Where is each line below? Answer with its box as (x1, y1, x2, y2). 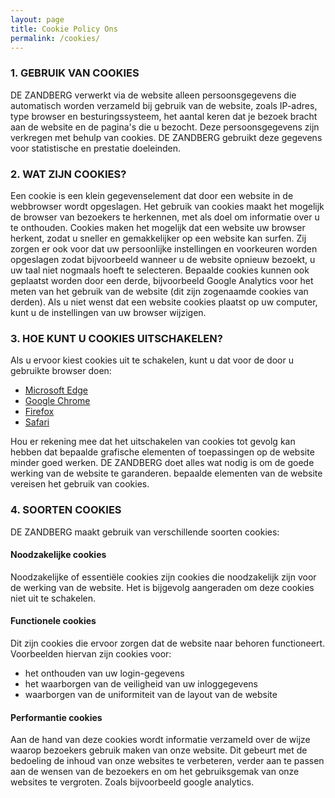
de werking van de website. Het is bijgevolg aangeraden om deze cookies (10, 581, 315, 593)
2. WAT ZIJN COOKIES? (10, 167, 127, 181)
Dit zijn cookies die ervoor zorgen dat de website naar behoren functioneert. (10, 637, 326, 649)
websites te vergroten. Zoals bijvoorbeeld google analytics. (10, 776, 255, 788)
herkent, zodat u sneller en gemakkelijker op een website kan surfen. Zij (10, 232, 307, 244)
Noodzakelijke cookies (10, 549, 107, 561)
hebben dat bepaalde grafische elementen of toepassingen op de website (10, 446, 315, 458)
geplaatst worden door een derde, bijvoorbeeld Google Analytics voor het (10, 274, 314, 286)
